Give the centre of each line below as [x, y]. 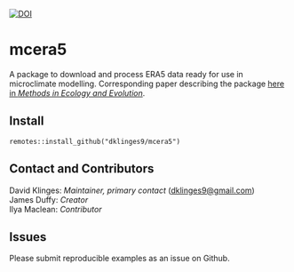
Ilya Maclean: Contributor [56, 209]
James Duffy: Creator [49, 199]
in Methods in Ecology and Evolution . [77, 92]
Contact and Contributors [82, 169]
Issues [28, 237]
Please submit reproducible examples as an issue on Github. [119, 259]
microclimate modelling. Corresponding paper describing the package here [147, 84]
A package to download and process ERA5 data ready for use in [127, 74]
